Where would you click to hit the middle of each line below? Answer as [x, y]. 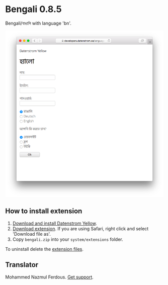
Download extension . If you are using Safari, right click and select [80, 228]
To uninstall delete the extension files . [45, 249]
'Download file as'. [32, 234]
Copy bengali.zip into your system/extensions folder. [68, 239]
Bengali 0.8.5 [33, 9]
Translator [22, 265]
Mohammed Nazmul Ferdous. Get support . [50, 277]
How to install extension [44, 211]
